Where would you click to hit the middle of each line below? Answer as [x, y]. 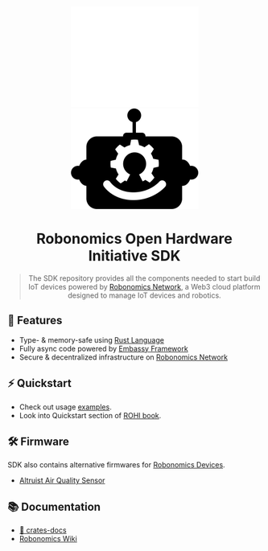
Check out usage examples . [65, 407]
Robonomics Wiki [48, 539]
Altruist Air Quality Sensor [62, 480]
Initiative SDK [134, 256]
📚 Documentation [54, 506]
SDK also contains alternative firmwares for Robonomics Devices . [117, 465]
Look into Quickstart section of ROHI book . [90, 415]
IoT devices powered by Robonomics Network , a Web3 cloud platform [144, 286]
